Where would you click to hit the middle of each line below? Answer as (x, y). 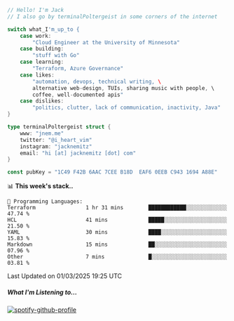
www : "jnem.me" (42, 133)
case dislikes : (42, 101)
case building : (42, 49)
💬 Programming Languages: (45, 202)
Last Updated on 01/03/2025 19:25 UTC (65, 276)
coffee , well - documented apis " (78, 95)
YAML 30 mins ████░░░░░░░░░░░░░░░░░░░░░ (117, 232)
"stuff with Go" (56, 55)
